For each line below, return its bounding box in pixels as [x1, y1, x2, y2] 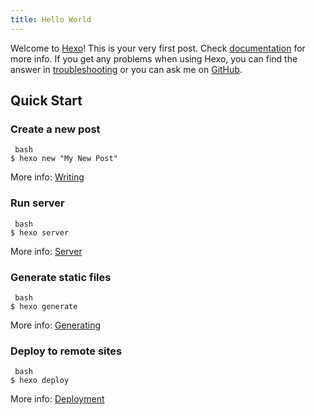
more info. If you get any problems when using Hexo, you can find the [10, 52, 298, 65]
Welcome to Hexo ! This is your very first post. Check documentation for [10, 42, 306, 54]
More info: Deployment [10, 393, 105, 405]
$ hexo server [10, 227, 70, 238]
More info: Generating [10, 319, 101, 331]
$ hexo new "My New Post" [10, 154, 118, 164]
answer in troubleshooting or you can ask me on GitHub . [10, 63, 243, 75]
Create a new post [10, 122, 101, 136]
